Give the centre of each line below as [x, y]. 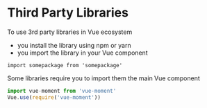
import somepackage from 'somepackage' [65, 65]
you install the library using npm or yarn [74, 45]
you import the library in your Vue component [82, 53]
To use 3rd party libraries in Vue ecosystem [70, 32]
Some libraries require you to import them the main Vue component [104, 78]
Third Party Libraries [68, 13]
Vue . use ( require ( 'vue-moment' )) [54, 97]
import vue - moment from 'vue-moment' [62, 91]
